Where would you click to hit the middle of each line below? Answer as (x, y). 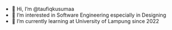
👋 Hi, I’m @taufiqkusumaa (43, 9)
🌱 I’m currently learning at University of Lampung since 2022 (85, 21)
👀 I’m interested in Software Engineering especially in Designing (89, 15)
